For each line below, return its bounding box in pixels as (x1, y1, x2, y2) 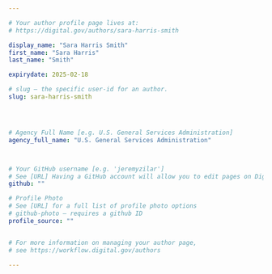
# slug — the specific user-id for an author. (8, 86, 168, 94)
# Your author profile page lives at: (8, 19, 139, 27)
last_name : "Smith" (8, 56, 74, 65)
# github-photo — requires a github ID (8, 209, 143, 217)
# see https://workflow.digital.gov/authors (8, 246, 161, 255)
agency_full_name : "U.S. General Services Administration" (8, 136, 212, 144)
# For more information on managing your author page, (8, 238, 198, 247)
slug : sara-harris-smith (8, 93, 92, 101)
